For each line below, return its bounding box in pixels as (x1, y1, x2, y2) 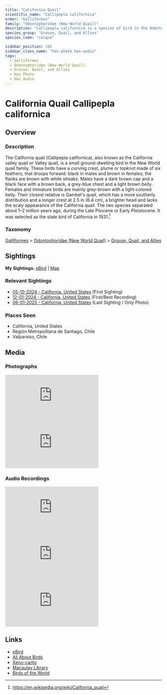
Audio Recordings (5, 475, 50, 482)
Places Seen (5, 312, 36, 319)
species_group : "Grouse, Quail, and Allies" (5, 30, 99, 35)
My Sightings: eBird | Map (5, 265, 60, 271)
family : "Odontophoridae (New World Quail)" (5, 21, 99, 26)
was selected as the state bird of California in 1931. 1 (5, 213, 111, 220)
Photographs (5, 363, 37, 370)
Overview (5, 128, 36, 137)
